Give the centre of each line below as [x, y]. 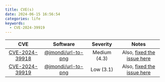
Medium [102, 53]
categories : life [23, 19]
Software [64, 44]
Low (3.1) [102, 70]
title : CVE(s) [20, 10]
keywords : [15, 23]
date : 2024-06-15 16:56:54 [33, 14]
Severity [102, 44]
